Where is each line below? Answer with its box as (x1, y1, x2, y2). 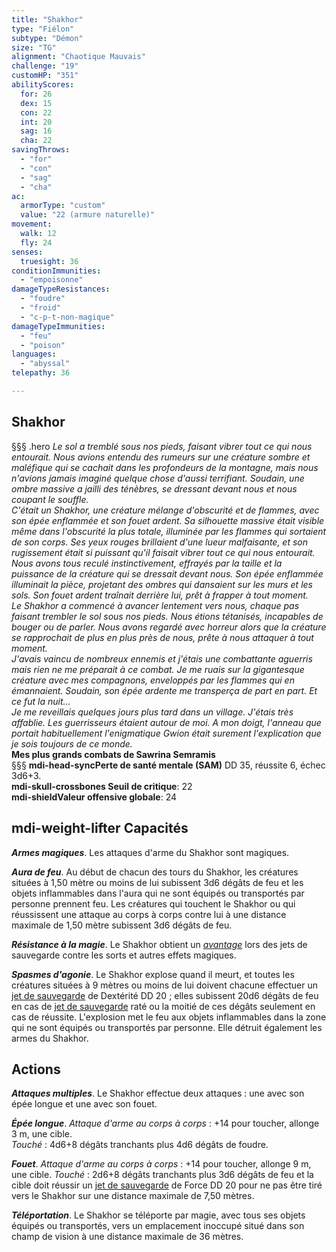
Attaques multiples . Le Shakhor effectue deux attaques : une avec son (11, 1087, 305, 1100)
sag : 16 (20, 126, 53, 136)
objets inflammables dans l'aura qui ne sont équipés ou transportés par (11, 887, 305, 899)
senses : (11, 247, 44, 257)
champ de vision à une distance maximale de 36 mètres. (11, 1231, 244, 1243)
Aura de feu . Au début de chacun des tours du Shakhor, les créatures (11, 866, 299, 878)
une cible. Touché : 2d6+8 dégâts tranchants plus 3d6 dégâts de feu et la (11, 1169, 314, 1181)
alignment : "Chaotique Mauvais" (11, 52, 146, 62)
